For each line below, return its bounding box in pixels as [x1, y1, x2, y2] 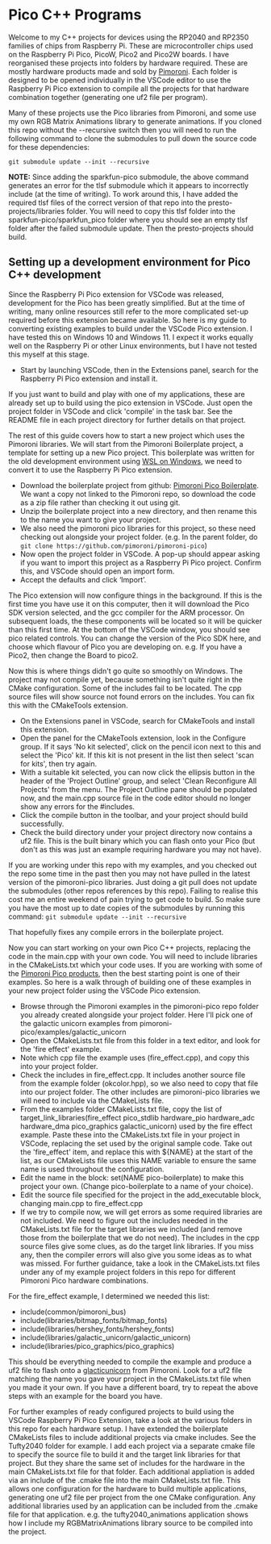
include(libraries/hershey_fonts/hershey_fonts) [19, 1324, 175, 1333]
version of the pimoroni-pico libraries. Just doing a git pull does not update [8, 877, 257, 887]
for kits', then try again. [19, 758, 98, 768]
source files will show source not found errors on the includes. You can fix [8, 691, 256, 701]
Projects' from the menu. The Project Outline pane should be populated [19, 784, 258, 794]
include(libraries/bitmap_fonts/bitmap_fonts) [19, 1315, 168, 1325]
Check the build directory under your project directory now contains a [19, 827, 252, 837]
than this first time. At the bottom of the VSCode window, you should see [8, 624, 250, 634]
